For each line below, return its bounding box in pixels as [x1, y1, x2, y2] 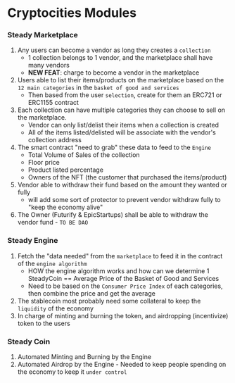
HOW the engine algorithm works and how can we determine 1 [27, 266, 210, 275]
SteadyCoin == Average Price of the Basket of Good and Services [27, 274, 220, 282]
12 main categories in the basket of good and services [17, 83, 179, 92]
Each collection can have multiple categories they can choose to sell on [17, 106, 226, 114]
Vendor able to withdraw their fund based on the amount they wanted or [17, 181, 227, 189]
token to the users [17, 319, 70, 327]
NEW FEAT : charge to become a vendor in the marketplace [27, 68, 200, 77]
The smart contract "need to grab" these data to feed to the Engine [17, 143, 212, 152]
